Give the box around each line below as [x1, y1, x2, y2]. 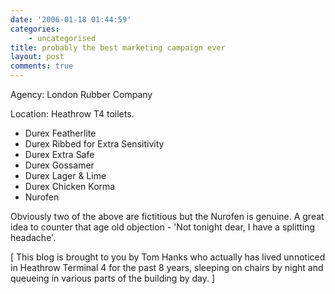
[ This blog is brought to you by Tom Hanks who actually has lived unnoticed [10, 251, 326, 263]
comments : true [10, 61, 74, 71]
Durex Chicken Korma [24, 181, 116, 192]
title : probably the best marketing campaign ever [10, 42, 226, 53]
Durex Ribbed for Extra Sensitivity [24, 138, 165, 150]
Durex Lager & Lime [24, 170, 107, 181]
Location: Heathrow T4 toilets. [10, 108, 135, 120]
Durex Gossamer [24, 159, 95, 171]
